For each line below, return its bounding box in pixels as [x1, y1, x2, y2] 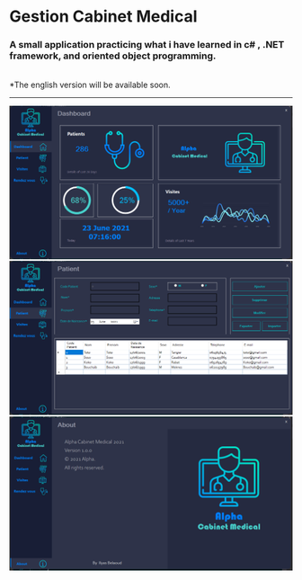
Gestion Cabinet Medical [9, 6, 198, 27]
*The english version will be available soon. [9, 79, 171, 91]
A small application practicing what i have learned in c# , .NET [9, 39, 285, 51]
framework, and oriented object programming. [9, 49, 217, 62]
